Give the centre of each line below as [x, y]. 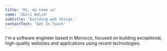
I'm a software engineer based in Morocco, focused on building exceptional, [84, 38]
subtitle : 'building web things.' [41, 19]
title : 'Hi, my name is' [31, 10]
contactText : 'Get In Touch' [35, 24]
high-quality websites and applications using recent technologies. [73, 43]
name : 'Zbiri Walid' [27, 14]
